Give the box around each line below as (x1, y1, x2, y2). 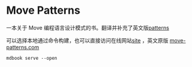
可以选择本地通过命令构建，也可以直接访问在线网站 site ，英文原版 (6, 36, 169, 44)
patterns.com (6, 43, 39, 51)
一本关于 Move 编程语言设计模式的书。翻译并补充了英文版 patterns (6, 24, 169, 31)
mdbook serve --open (6, 55, 58, 61)
